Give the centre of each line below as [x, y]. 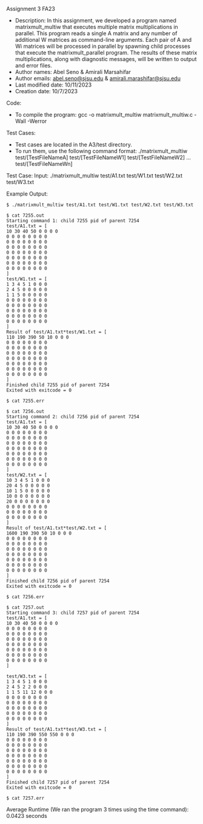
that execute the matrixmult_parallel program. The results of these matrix [106, 53]
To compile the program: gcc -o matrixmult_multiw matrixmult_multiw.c [104, 115]
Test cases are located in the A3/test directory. [73, 144]
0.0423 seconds [27, 816]
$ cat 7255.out [25, 216]
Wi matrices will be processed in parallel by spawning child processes [103, 46]
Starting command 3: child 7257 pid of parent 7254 [73, 613]
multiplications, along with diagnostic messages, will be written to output [106, 59]
